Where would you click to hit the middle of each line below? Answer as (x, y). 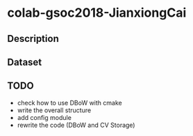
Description (33, 39)
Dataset (25, 62)
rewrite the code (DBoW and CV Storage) (76, 125)
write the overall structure (54, 110)
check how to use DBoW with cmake (70, 103)
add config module (44, 117)
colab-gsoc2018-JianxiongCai (97, 13)
